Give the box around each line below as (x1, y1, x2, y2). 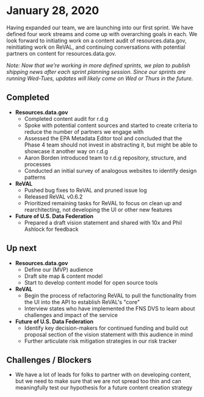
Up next (6, 243, 37, 253)
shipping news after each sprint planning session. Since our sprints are (6, 68, 186, 75)
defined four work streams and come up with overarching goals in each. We (6, 30, 197, 37)
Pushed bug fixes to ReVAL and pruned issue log (24, 186, 147, 194)
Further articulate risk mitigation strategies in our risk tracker (24, 337, 177, 344)
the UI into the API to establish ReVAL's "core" (24, 298, 140, 305)
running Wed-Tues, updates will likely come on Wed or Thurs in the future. (6, 75, 194, 82)
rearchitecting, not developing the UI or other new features (24, 206, 173, 213)
